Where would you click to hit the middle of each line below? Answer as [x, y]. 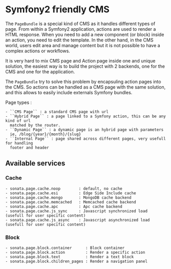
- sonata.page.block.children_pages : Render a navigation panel [76, 261]
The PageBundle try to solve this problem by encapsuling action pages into [83, 81]
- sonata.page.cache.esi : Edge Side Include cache [71, 193]
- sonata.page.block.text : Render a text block [70, 257]
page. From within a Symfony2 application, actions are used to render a [81, 29]
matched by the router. [35, 125]
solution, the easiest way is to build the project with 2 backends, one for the [85, 66]
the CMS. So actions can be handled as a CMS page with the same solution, [85, 87]
